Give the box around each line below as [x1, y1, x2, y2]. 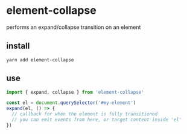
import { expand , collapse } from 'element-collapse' [6, 89, 145, 95]
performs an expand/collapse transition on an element [6, 23, 141, 31]
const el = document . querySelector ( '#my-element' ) [6, 100, 136, 106]
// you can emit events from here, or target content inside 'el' [11, 117, 182, 123]
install [6, 41, 30, 51]
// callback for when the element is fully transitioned [11, 111, 158, 117]
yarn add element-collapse [6, 56, 74, 63]
